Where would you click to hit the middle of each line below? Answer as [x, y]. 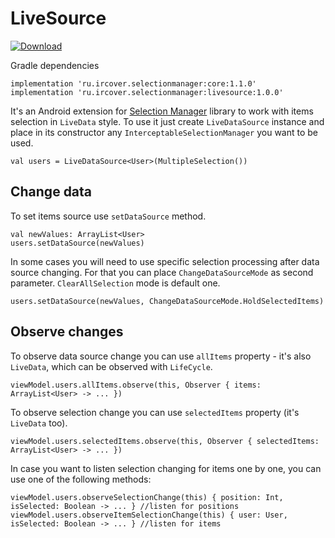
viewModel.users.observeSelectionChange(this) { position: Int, [147, 497]
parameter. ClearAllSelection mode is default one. [115, 283]
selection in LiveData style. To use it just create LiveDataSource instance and [167, 121]
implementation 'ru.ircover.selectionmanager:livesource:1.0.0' [147, 92]
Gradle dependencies [55, 65]
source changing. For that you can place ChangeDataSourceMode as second [162, 272]
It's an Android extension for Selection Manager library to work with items [162, 111]
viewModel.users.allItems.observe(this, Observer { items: [136, 385]
